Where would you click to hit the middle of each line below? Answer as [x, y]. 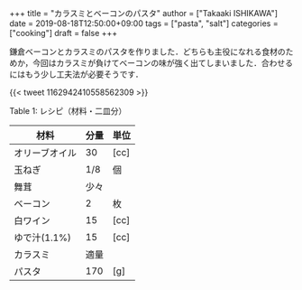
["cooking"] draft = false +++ [64, 33]
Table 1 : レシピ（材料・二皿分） [68, 111]
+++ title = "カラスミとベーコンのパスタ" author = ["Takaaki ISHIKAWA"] [143, 13]
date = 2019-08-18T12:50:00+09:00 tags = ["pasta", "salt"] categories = [144, 23]
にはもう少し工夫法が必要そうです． [77, 74]
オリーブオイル [46, 153]
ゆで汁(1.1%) [43, 238]
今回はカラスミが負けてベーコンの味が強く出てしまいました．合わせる [163, 63]
